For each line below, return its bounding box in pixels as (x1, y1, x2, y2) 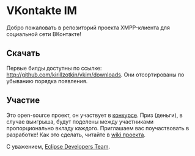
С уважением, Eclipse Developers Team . (6, 143, 110, 150)
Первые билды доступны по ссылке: (6, 64, 102, 72)
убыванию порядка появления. (6, 77, 88, 84)
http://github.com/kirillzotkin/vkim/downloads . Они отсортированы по (6, 71, 185, 78)
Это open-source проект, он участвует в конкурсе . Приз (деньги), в (6, 111, 183, 119)
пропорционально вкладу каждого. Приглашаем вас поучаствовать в (6, 124, 189, 132)
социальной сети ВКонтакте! (6, 30, 81, 37)
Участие (6, 95, 40, 106)
